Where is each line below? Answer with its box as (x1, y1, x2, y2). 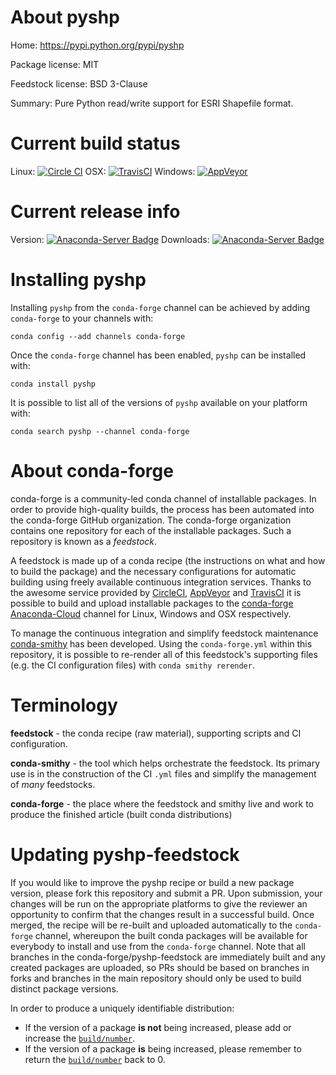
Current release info (10, 201, 181, 223)
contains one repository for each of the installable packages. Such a (10, 524, 292, 536)
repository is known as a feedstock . (10, 535, 158, 547)
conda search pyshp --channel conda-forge (10, 426, 190, 436)
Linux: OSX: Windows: (10, 165, 196, 177)
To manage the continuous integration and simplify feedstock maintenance (10, 627, 319, 639)
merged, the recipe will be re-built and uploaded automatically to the (10, 919, 293, 931)
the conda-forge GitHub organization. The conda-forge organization (10, 514, 292, 526)
